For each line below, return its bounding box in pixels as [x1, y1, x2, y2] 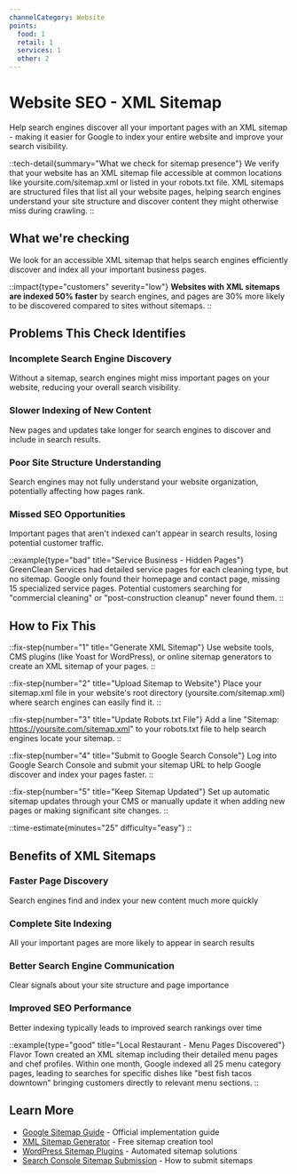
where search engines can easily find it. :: [9, 697, 161, 707]
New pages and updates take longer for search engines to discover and [9, 424, 271, 435]
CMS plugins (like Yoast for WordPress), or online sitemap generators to [9, 651, 272, 662]
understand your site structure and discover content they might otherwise [9, 196, 279, 206]
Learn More [9, 1103, 74, 1118]
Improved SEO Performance [9, 1002, 132, 1014]
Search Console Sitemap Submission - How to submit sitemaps [21, 1154, 254, 1165]
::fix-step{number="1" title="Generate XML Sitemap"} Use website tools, [9, 642, 275, 653]
